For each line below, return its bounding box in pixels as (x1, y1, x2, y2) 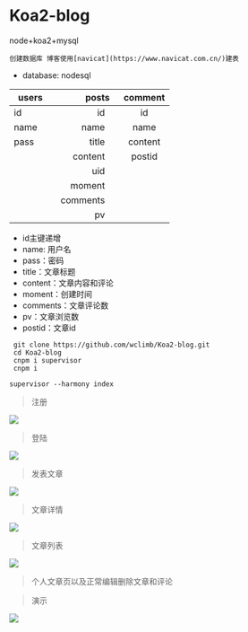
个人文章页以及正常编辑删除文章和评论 (30, 575, 173, 586)
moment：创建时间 (21, 288, 92, 299)
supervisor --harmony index (9, 379, 115, 389)
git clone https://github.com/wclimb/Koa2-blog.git (13, 340, 210, 349)
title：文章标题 (21, 266, 76, 276)
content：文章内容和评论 (21, 277, 114, 288)
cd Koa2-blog (13, 347, 63, 357)
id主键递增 (21, 233, 61, 243)
